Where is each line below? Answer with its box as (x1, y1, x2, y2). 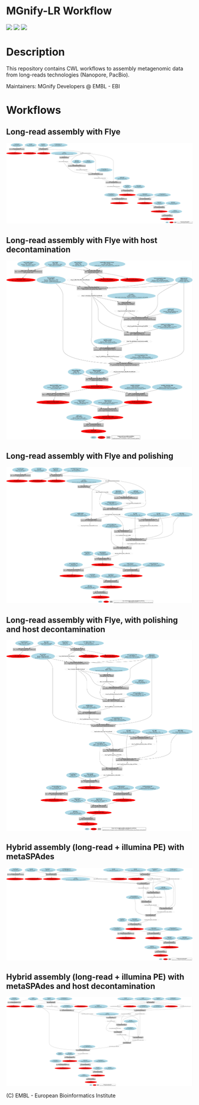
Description (6, 46, 65, 59)
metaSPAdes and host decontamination (6, 981, 156, 991)
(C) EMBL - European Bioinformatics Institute (6, 1092, 116, 1099)
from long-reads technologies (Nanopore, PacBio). (6, 71, 130, 78)
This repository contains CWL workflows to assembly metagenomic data (6, 65, 184, 72)
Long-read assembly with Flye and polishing (6, 451, 174, 461)
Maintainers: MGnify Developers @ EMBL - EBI (6, 82, 120, 90)
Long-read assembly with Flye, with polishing (6, 615, 178, 625)
